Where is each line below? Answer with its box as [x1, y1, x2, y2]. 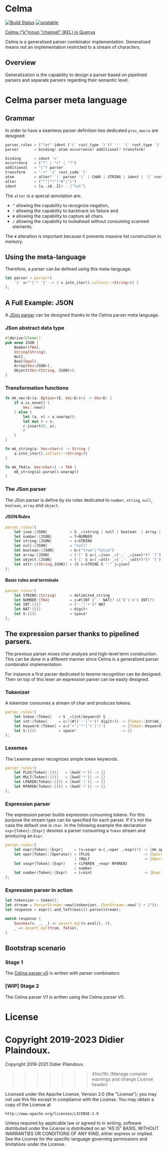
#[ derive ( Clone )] [5, 336, 41, 341]
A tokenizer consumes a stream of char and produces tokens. [5, 700, 132, 706]
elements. [12, 224, 33, 230]
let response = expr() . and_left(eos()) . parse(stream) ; [5, 907, 121, 913]
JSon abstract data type [5, 324, 65, 331]
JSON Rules [5, 514, 31, 520]
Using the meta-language [5, 253, 86, 261]
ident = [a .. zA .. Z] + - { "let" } [5, 184, 85, 189]
